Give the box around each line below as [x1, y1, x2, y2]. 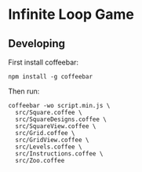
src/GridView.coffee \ [15, 136, 89, 144]
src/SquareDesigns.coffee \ [15, 115, 107, 123]
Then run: [8, 86, 40, 96]
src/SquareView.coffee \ [15, 123, 96, 130]
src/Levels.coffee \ [15, 143, 82, 151]
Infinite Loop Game [8, 5, 135, 24]
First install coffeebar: [8, 57, 79, 67]
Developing [8, 37, 65, 50]
